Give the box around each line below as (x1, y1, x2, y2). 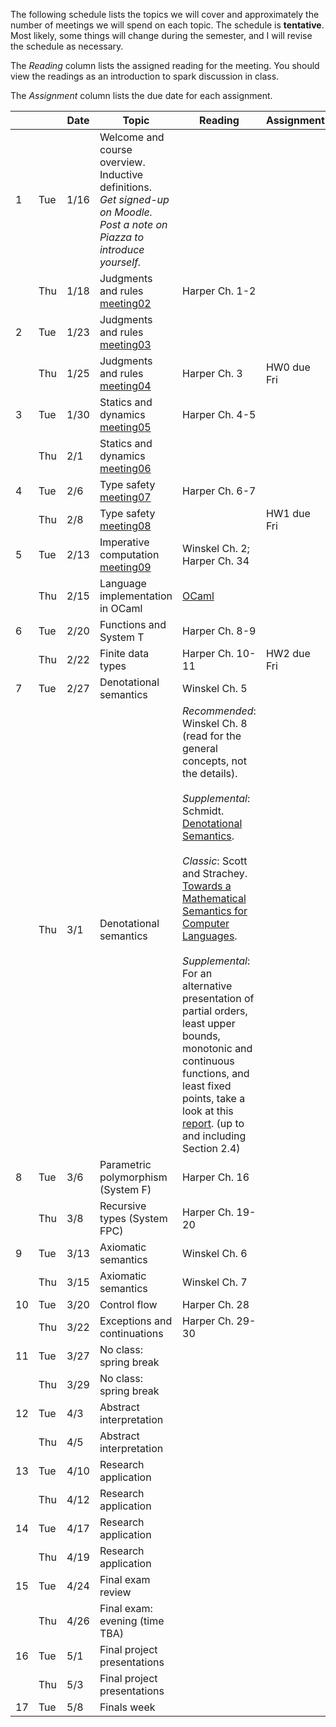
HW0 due (265, 360, 311, 374)
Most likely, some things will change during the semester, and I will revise (10, 30, 313, 41)
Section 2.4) (182, 1142, 241, 1155)
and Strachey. (182, 867, 248, 880)
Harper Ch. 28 (182, 1298, 250, 1311)
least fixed (182, 1079, 232, 1093)
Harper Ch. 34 (182, 554, 250, 568)
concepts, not (182, 754, 247, 768)
